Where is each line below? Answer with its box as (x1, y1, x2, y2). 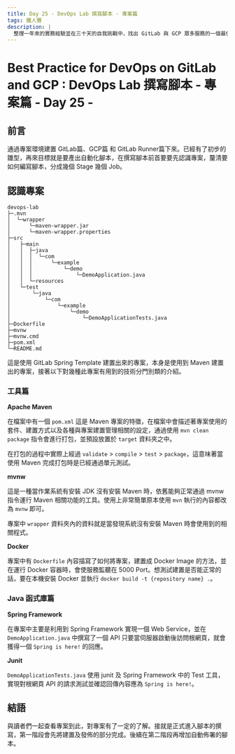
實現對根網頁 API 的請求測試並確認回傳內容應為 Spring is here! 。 (7, 679, 198, 688)
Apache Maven (7, 403, 52, 411)
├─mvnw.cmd (7, 333, 39, 340)
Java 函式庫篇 (7, 594, 55, 604)
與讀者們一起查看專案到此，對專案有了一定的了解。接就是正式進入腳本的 (7, 722, 215, 730)
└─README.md (7, 345, 42, 352)
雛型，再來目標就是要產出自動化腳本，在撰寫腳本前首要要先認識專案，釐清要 (7, 154, 228, 162)
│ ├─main (7, 241, 39, 248)
